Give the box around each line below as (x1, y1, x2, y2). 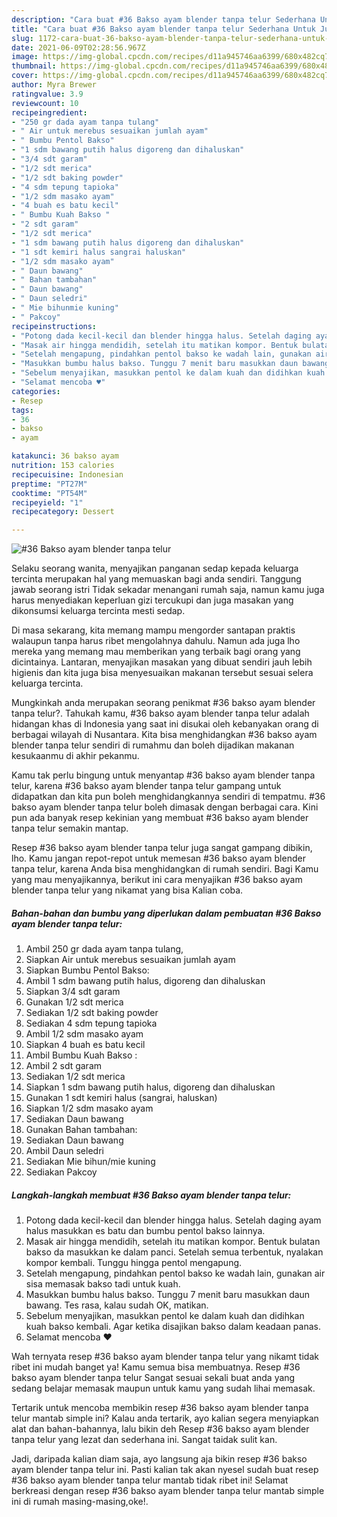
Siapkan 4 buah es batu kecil (25, 1039, 146, 1051)
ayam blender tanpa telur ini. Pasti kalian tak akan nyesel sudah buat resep (11, 1464, 319, 1476)
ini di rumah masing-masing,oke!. (11, 1496, 149, 1508)
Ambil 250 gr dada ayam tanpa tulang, (25, 943, 184, 955)
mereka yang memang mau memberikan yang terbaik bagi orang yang (11, 646, 301, 658)
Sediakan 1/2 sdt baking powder (25, 1007, 159, 1019)
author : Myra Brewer (11, 80, 98, 90)
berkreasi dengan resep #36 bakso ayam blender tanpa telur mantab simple (11, 1485, 325, 1497)
